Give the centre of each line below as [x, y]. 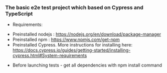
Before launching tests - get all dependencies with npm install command [87, 65]
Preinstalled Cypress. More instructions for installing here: [72, 45]
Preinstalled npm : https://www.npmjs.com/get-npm [66, 39]
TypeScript [19, 13]
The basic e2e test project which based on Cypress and [74, 7]
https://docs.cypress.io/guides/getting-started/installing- [71, 50]
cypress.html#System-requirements [50, 55]
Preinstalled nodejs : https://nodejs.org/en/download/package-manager [87, 34]
